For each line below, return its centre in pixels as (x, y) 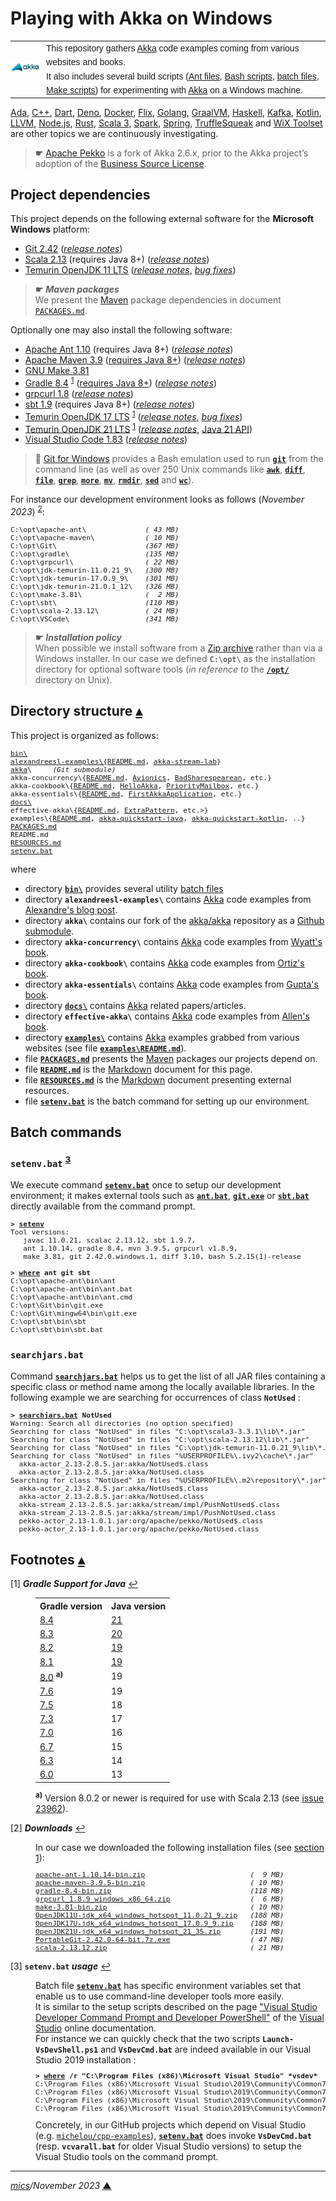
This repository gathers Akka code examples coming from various (173, 48)
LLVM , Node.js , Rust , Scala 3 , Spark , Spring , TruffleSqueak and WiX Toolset (166, 123)
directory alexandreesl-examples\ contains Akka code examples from (168, 899)
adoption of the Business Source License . (120, 163)
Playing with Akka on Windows (141, 18)
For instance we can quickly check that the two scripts (148, 2038)
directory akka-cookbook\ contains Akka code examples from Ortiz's (164, 963)
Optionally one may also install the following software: (121, 330)
